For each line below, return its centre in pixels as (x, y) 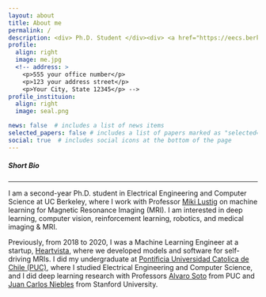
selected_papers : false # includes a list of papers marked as (115, 133)
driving (20, 259)
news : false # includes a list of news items (86, 126)
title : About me (35, 23)
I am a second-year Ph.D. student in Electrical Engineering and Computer (127, 193)
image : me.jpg (38, 60)
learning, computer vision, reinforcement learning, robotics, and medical (126, 218)
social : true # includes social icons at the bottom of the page (120, 140)
